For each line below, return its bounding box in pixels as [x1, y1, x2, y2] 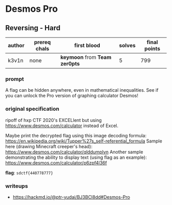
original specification [5, 106, 60, 113]
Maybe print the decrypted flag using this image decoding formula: [5, 132, 147, 138]
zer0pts [60, 60, 80, 67]
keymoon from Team [60, 54, 112, 60]
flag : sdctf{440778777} [5, 170, 53, 176]
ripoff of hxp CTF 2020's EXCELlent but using [5, 117, 102, 123]
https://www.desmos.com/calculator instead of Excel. [5, 122, 119, 129]
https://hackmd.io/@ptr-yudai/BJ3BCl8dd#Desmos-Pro [12, 194, 131, 200]
